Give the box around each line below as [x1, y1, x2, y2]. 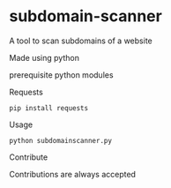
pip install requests [9, 103, 89, 112]
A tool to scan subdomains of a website [9, 35, 152, 46]
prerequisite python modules [9, 69, 114, 80]
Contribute [9, 152, 48, 162]
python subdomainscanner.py [9, 136, 113, 145]
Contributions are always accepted [9, 169, 137, 179]
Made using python [9, 52, 79, 63]
